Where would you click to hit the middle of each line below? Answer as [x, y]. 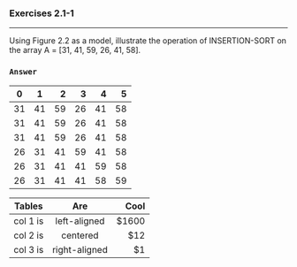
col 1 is [29, 221]
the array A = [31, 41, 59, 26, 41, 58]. [75, 50]
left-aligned [80, 221]
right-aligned [80, 249]
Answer [23, 72]
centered [80, 235]
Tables [29, 206]
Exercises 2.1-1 [42, 13]
